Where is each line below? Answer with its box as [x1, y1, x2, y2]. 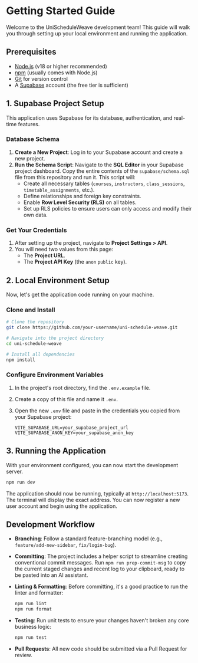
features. [18, 120, 40, 127]
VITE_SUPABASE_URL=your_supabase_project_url [14, 425, 128, 431]
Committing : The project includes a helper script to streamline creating [14, 553, 188, 560]
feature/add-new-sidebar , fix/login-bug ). [14, 541, 117, 549]
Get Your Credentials [6, 226, 67, 234]
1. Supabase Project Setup [6, 99, 104, 109]
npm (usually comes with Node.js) [14, 69, 98, 76]
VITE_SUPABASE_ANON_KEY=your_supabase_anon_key [14, 429, 134, 436]
